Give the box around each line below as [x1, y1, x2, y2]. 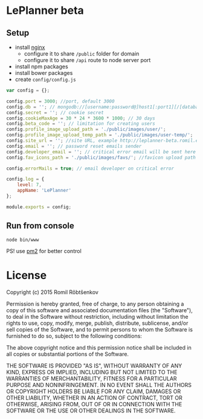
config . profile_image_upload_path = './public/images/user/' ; [6, 126, 166, 133]
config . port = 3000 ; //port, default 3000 [6, 98, 115, 104]
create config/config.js [14, 76, 77, 83]
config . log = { [6, 176, 45, 182]
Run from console [6, 221, 74, 231]
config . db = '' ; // [6, 104, 56, 110]
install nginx [14, 43, 45, 51]
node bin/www [6, 237, 39, 243]
